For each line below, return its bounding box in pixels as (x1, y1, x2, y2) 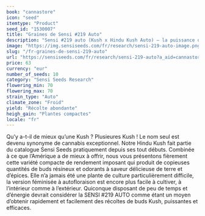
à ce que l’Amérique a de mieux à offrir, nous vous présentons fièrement (6, 153, 188, 160)
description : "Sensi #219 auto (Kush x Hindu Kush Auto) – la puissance (6, 37, 195, 43)
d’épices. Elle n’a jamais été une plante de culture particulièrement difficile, (6, 172, 194, 179)
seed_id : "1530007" (6, 26, 56, 32)
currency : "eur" (6, 65, 48, 72)
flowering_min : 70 (6, 83, 53, 89)
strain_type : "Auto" (6, 94, 59, 100)
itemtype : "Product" (6, 20, 59, 26)
